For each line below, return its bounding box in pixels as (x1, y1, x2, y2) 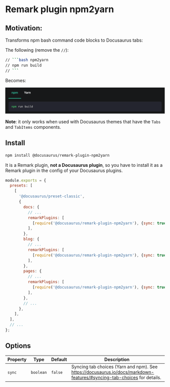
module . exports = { (5, 178, 47, 183)
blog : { (23, 237, 39, 242)
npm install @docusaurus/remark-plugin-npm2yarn (5, 153, 110, 158)
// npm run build (5, 62, 42, 68)
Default (51, 357, 67, 363)
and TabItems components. (5, 124, 62, 130)
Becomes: (5, 77, 26, 83)
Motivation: (5, 24, 42, 32)
